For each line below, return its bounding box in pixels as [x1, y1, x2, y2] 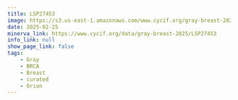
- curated [20, 75, 50, 83]
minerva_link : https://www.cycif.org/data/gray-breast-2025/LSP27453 [7, 30, 217, 37]
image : [7, 17, 27, 24]
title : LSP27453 [7, 10, 55, 18]
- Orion [20, 82, 42, 89]
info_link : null [7, 37, 55, 44]
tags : [7, 50, 23, 57]
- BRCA [20, 63, 40, 70]
